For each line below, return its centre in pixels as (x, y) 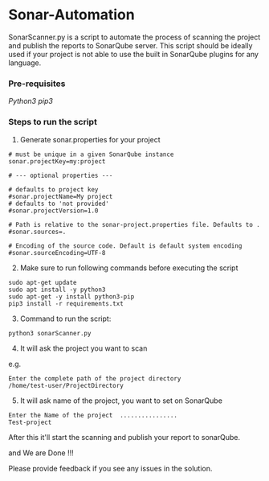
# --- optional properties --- (61, 175)
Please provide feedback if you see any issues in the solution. (110, 468)
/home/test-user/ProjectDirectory (66, 385)
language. (25, 63)
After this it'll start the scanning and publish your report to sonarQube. (124, 437)
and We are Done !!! (41, 453)
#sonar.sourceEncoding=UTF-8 (57, 253)
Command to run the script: (65, 319)
